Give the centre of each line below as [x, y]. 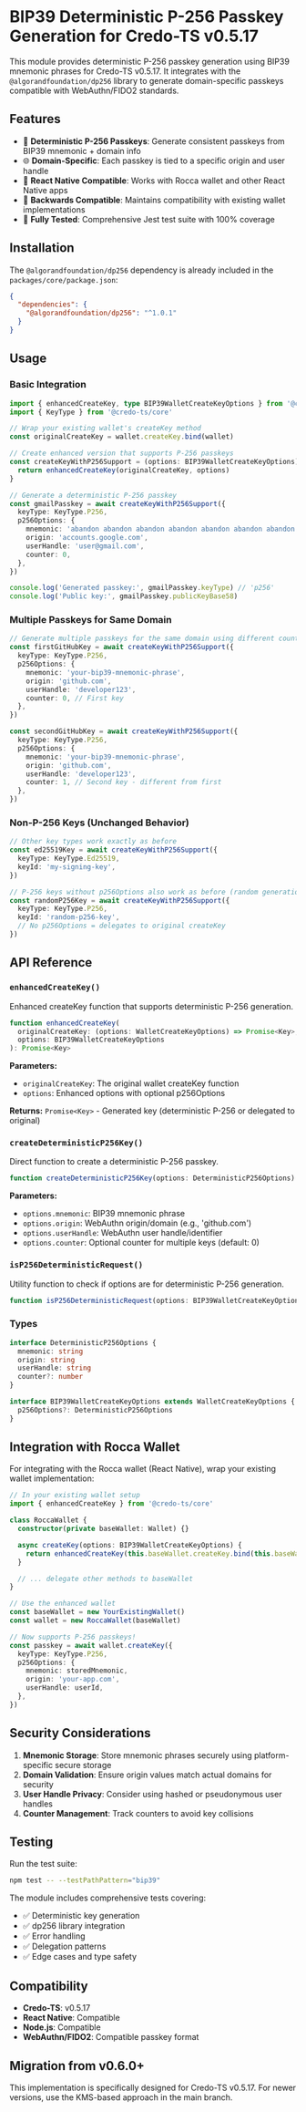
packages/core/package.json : [64, 279]
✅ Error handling [54, 1936]
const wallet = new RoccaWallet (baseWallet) [95, 1620]
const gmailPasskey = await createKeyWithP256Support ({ [117, 503]
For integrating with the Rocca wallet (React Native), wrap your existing [143, 1469]
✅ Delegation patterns [64, 1946]
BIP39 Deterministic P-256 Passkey [147, 17]
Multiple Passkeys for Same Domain [91, 620]
